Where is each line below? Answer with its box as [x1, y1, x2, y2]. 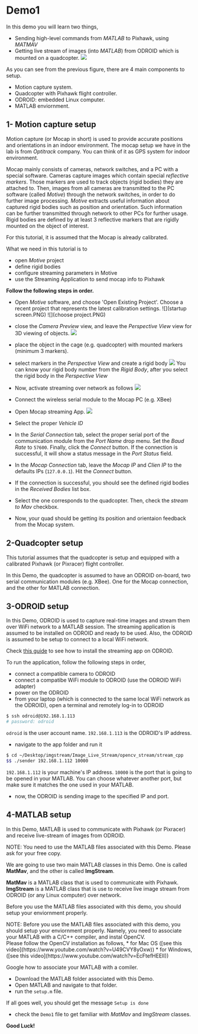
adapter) [14, 683, 36, 690]
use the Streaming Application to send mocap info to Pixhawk [14, 275, 165, 282]
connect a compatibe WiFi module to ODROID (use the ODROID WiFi [14, 676, 181, 684]
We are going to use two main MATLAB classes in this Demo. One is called [6, 861, 187, 868]
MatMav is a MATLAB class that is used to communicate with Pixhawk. [6, 879, 179, 886]
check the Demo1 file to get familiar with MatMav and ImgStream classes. [14, 1010, 191, 1017]
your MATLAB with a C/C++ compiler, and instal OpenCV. [6, 933, 146, 940]
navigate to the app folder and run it [14, 741, 102, 748]
